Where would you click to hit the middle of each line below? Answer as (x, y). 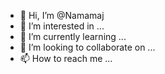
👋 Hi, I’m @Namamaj (62, 15)
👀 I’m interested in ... (62, 26)
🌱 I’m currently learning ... (73, 36)
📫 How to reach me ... (66, 58)
